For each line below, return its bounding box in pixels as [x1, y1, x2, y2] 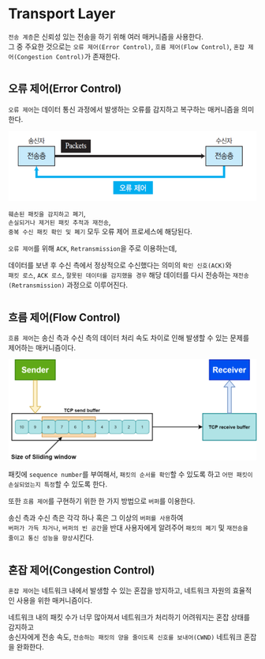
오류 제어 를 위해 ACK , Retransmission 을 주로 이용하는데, [8, 244, 177, 253]
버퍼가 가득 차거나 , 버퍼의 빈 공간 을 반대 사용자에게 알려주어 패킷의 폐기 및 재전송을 [8, 523, 248, 532]
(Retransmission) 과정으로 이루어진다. [8, 280, 129, 290]
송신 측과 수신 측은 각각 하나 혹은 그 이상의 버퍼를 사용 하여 [8, 513, 184, 523]
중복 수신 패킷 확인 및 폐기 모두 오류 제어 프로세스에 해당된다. [8, 227, 193, 237]
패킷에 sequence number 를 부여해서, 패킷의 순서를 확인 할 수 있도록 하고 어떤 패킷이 [8, 470, 253, 479]
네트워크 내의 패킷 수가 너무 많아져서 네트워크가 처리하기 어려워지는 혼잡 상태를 [8, 612, 251, 622]
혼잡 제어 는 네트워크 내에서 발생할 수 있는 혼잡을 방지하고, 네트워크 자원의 [8, 585, 231, 595]
